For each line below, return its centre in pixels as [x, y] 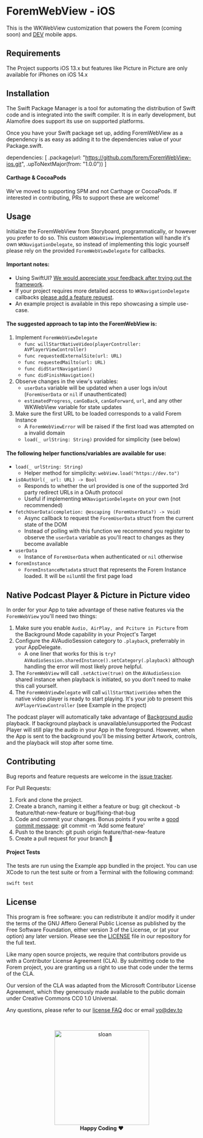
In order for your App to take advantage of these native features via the [95, 610]
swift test [20, 883]
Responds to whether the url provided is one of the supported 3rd [106, 486]
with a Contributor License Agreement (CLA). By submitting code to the [95, 960]
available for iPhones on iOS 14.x [47, 75]
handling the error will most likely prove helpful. [83, 667]
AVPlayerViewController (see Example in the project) [81, 705]
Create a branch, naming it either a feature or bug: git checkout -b [98, 806]
